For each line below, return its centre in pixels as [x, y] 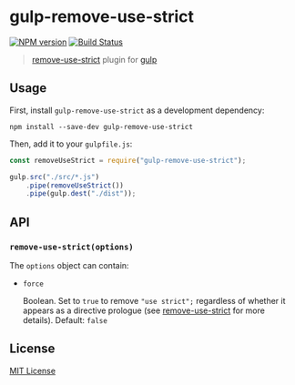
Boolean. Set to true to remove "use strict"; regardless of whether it [154, 300]
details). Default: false [65, 319]
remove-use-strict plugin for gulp [94, 59]
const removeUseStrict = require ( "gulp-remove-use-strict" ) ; [128, 160]
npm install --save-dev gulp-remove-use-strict [102, 127]
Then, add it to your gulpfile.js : [71, 144]
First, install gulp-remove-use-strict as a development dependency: [137, 110]
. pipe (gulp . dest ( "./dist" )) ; [81, 194]
